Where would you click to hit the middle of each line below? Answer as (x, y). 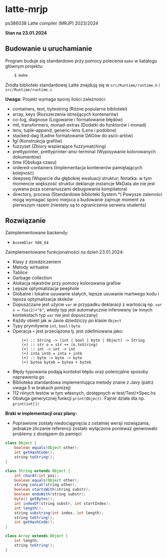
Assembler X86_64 (30, 243)
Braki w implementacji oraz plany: (41, 413)
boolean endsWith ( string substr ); (50, 494)
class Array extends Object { (37, 536)
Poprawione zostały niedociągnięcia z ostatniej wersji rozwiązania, (81, 423)
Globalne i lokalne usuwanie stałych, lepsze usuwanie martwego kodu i (85, 294)
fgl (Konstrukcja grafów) (37, 141)
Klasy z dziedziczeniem (37, 262)
